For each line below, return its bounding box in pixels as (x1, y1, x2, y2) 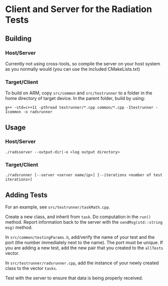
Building (5, 34, 32, 43)
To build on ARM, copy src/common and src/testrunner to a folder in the (5, 90, 152, 96)
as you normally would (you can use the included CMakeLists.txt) (5, 66, 140, 72)
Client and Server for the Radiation (5, 4, 152, 15)
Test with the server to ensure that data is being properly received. (5, 275, 143, 281)
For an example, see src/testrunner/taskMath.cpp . (5, 204, 110, 210)
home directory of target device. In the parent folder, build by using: (5, 96, 145, 102)
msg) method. (5, 224, 33, 230)
